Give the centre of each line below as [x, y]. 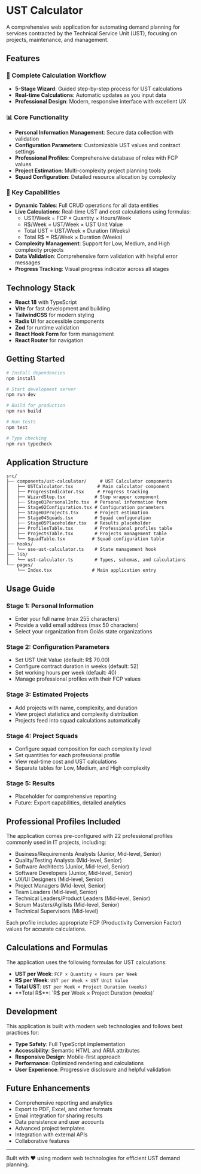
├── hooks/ [20, 544]
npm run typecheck [29, 444]
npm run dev [21, 395]
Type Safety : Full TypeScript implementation [70, 1044]
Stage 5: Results [31, 783]
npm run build [24, 411]
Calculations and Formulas [57, 948]
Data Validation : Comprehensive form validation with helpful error [96, 256]
